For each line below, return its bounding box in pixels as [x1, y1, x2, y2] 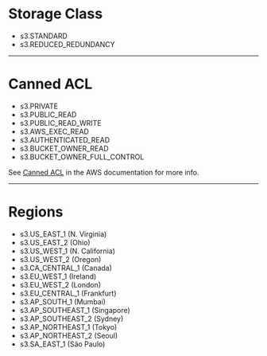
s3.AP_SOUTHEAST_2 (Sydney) [19, 314, 124, 323]
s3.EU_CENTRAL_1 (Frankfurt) [19, 288, 117, 298]
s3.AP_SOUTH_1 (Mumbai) [19, 296, 106, 307]
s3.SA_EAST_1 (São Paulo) [19, 339, 106, 349]
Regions [8, 203, 64, 221]
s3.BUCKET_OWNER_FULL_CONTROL [19, 152, 145, 162]
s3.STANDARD [19, 31, 68, 41]
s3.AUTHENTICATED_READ [19, 135, 110, 144]
